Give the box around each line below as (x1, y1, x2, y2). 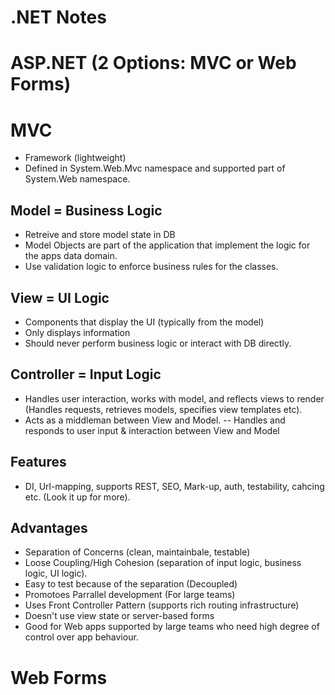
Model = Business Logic (10, 202, 163, 219)
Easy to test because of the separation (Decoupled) (24, 578, 238, 590)
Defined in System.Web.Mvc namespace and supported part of (24, 162, 286, 175)
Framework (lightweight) (24, 152, 127, 164)
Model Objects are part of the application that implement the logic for (24, 239, 311, 251)
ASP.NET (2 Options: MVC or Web (10, 52, 297, 75)
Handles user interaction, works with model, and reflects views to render (24, 392, 325, 405)
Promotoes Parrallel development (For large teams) (24, 589, 236, 601)
